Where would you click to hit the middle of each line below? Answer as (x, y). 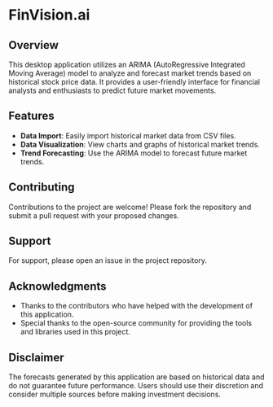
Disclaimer (36, 357)
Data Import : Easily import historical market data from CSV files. (128, 135)
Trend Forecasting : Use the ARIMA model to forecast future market (134, 153)
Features (31, 116)
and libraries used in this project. (75, 332)
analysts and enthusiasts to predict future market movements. (112, 90)
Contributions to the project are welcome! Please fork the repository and (130, 207)
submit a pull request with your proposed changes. (94, 215)
